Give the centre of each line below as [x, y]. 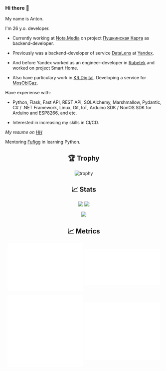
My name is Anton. [24, 19]
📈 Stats [84, 190]
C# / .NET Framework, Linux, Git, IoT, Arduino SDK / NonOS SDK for [82, 108]
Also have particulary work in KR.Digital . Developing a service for [79, 78]
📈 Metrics [84, 231]
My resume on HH [24, 132]
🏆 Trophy [84, 158]
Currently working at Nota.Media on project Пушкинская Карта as [81, 38]
